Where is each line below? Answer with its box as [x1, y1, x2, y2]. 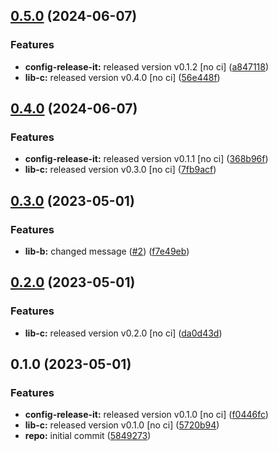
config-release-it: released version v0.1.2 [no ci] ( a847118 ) [24, 60, 270, 73]
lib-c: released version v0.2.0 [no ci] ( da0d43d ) [24, 327, 223, 339]
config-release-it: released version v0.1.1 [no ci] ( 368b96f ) [24, 153, 269, 165]
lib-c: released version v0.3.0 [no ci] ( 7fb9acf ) [24, 164, 217, 176]
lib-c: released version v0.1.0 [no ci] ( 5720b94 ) [24, 419, 220, 431]
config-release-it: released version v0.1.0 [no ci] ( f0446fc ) [24, 409, 269, 421]
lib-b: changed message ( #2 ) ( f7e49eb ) [24, 245, 190, 258]
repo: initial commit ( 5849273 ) [24, 430, 152, 442]
